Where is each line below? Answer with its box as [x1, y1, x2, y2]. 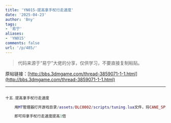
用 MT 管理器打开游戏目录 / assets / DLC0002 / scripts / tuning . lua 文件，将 [14, 105, 150, 110]
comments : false [5, 41, 40, 46]
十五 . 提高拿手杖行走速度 [5, 95, 49, 101]
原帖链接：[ [5, 71, 30, 77]
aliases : [5, 31, 24, 36]
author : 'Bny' [5, 17, 36, 22]
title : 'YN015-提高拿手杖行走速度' [5, 7, 74, 13]
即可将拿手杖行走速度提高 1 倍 [14, 114, 66, 119]
